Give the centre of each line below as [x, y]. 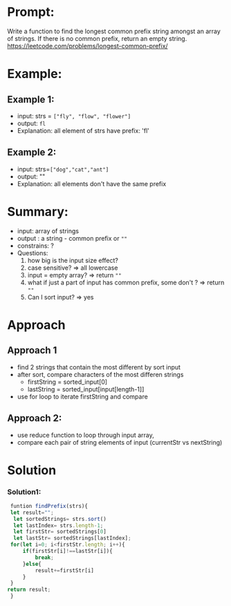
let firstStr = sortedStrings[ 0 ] [60, 532]
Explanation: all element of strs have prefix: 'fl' [83, 130]
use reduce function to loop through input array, [85, 435]
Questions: [33, 252]
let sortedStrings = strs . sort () [60, 519]
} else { [32, 564]
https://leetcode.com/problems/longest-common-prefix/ [87, 46]
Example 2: [32, 153]
